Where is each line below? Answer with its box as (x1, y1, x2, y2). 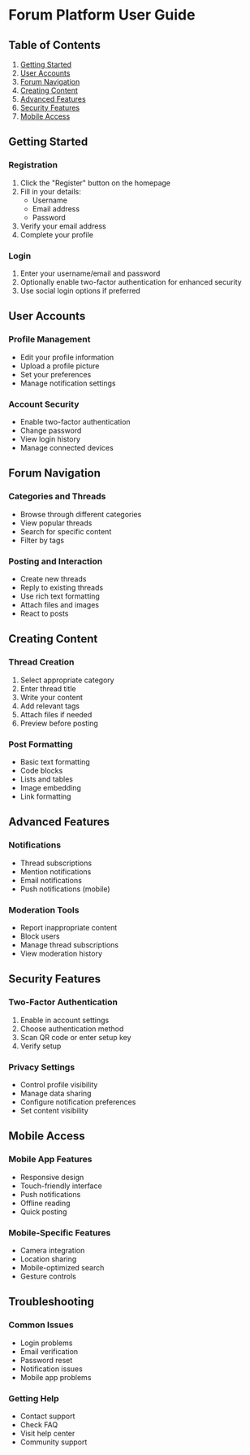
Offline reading (19, 1198, 71, 1208)
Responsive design (19, 1172, 84, 1182)
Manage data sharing (19, 1088, 92, 1098)
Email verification (19, 1346, 79, 1356)
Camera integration (19, 1245, 85, 1255)
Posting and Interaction (8, 555, 103, 567)
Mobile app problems (19, 1372, 92, 1382)
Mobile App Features (8, 1153, 93, 1165)
